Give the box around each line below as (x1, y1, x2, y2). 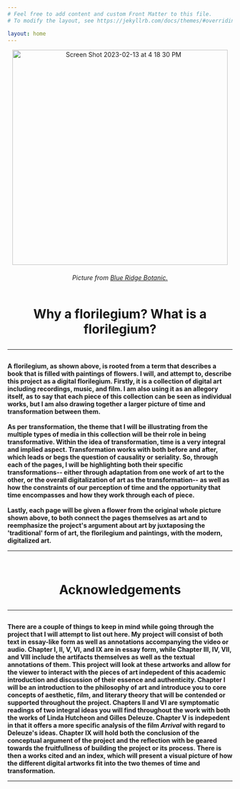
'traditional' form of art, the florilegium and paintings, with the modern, (7, 529, 223, 538)
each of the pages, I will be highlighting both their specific (7, 461, 184, 469)
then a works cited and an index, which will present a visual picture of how (7, 751, 233, 760)
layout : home (7, 30, 46, 37)
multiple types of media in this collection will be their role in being (7, 430, 206, 439)
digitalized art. (7, 536, 52, 545)
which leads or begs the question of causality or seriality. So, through (7, 453, 219, 461)
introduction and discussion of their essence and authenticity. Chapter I (7, 675, 226, 684)
